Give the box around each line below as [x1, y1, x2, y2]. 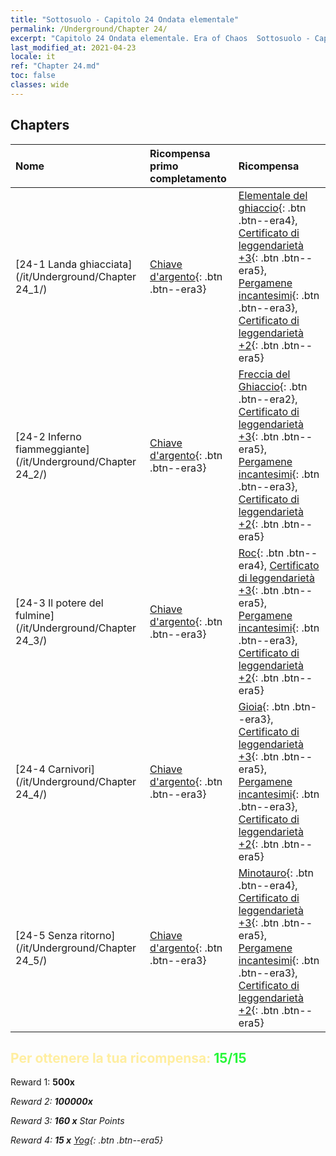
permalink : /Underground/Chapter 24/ [10, 24, 168, 34]
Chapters [10, 117, 70, 134]
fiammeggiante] [15, 442, 90, 456]
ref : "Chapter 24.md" [10, 61, 101, 71]
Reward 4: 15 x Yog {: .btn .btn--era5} [10, 1134, 164, 1146]
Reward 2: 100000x [10, 1096, 93, 1108]
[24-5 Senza [15, 928, 78, 942]
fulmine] [15, 608, 55, 622]
